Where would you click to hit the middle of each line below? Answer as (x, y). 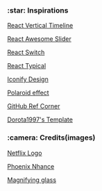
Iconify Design (28, 79)
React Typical (27, 66)
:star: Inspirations (38, 10)
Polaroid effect (28, 93)
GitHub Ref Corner (34, 106)
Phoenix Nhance (31, 166)
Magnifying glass (32, 180)
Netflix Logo (25, 153)
